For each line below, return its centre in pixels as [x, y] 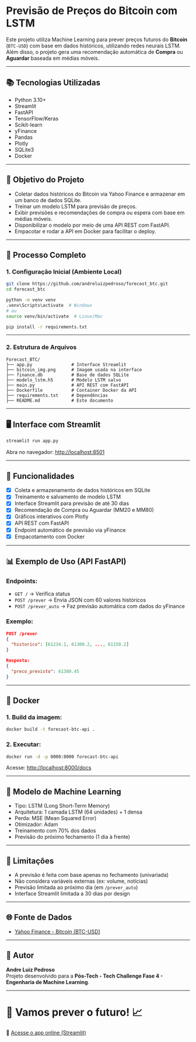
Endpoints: [22, 581]
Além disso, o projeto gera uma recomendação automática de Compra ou [94, 52]
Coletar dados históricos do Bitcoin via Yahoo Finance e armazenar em [100, 194]
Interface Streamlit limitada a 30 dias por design [72, 894]
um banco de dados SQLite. [48, 200]
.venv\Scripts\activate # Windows [49, 305]
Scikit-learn [28, 125]
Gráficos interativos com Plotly [51, 517]
